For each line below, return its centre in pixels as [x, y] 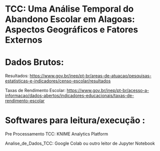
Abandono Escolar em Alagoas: [70, 19]
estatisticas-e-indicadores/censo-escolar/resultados [58, 81]
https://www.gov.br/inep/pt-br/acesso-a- [108, 91]
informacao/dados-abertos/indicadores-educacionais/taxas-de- [70, 95]
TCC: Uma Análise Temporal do [69, 9]
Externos [24, 40]
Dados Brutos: [35, 62]
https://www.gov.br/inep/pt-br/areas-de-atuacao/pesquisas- [91, 76]
